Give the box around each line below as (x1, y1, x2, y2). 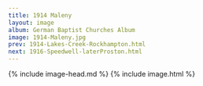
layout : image (8, 19, 55, 27)
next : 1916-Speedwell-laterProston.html (8, 48, 143, 56)
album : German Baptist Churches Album (8, 26, 135, 34)
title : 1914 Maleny (8, 11, 72, 20)
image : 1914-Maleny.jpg (8, 33, 87, 41)
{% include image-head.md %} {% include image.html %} (8, 70, 195, 78)
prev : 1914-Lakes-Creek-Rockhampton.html (8, 41, 146, 48)
